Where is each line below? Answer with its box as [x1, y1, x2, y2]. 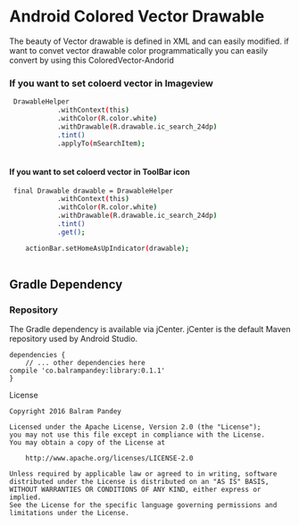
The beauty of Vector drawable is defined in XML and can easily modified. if [9, 36, 289, 46]
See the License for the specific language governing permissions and [9, 501, 278, 510]
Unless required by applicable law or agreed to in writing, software [9, 470, 278, 479]
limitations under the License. [9, 509, 129, 518]
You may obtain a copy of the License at [9, 438, 166, 447]
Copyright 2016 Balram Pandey [9, 407, 122, 416]
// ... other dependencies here [25, 359, 145, 368]
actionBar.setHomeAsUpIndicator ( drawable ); [25, 244, 190, 253]
